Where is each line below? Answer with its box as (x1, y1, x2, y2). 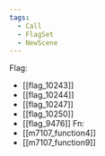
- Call (17, 22, 42, 30)
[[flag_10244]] (22, 90, 74, 100)
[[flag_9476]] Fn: (22, 118, 85, 129)
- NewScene (17, 38, 58, 48)
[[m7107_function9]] (22, 137, 96, 148)
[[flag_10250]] (22, 108, 74, 119)
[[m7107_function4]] (22, 127, 97, 139)
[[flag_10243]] (22, 80, 74, 91)
